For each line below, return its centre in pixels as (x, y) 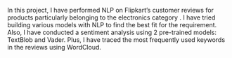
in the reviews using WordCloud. (54, 47)
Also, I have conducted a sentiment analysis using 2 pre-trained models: (112, 32)
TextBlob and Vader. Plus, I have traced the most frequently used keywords (116, 40)
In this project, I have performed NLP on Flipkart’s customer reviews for (111, 10)
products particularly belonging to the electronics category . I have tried (111, 17)
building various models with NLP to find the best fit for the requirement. (112, 25)
